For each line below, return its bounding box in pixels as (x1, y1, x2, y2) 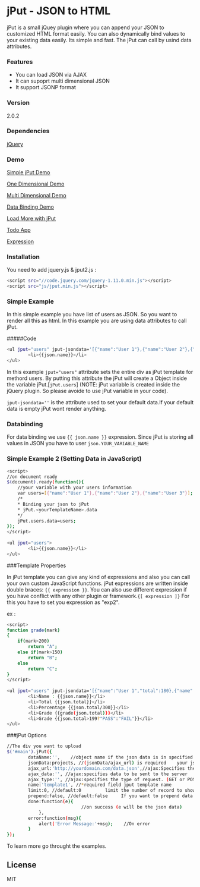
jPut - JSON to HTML (7, 4, 111, 18)
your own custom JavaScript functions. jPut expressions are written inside (7, 580, 189, 587)
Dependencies (7, 127, 50, 135)
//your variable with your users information (17, 485, 132, 491)
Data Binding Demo (7, 203, 54, 210)
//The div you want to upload (7, 743, 82, 750)
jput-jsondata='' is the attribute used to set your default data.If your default (7, 399, 194, 406)
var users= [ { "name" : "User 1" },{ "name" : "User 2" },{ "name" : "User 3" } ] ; (17, 490, 193, 496)
